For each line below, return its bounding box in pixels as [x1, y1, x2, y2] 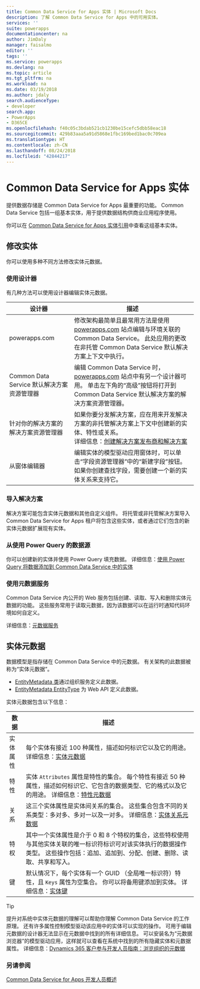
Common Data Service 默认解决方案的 [74, 390, 180, 399]
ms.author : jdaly [6, 92, 49, 98]
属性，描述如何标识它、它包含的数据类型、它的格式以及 [26, 782, 181, 790]
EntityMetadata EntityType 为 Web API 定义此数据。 [14, 685, 142, 693]
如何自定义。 [11, 609, 43, 616]
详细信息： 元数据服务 [6, 622, 58, 629]
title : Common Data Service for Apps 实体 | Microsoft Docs [6, 8, 157, 15]
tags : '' [6, 53, 28, 59]
